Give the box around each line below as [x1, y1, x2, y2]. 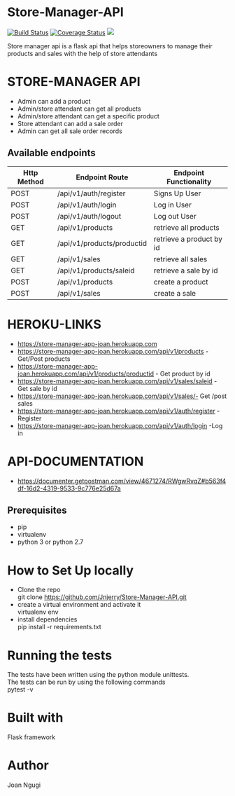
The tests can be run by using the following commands [7, 678, 166, 687]
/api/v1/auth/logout [57, 211, 122, 221]
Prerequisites [7, 504, 67, 516]
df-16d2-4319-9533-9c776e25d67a [17, 484, 121, 493]
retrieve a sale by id [153, 266, 218, 275]
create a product [153, 277, 208, 287]
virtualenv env [17, 608, 59, 617]
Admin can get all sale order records [17, 127, 122, 135]
